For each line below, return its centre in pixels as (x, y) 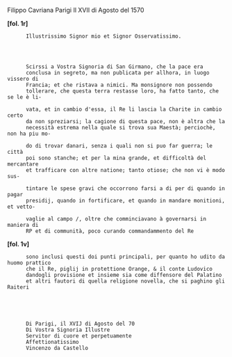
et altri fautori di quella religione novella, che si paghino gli (125, 281)
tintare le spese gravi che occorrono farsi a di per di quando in (125, 189)
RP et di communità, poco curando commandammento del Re (110, 231)
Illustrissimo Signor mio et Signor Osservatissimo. (103, 36)
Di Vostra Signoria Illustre (68, 330)
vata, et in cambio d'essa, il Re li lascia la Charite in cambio (124, 109)
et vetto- (22, 207)
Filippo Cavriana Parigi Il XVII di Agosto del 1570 (76, 10)
